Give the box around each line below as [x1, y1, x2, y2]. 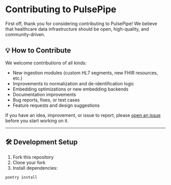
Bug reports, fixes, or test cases [12, 97, 80, 103]
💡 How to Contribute [5, 46, 71, 55]
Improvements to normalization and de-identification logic [12, 80, 134, 86]
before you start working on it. [5, 118, 69, 124]
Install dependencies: [12, 165, 58, 171]
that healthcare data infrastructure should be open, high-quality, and [5, 26, 149, 32]
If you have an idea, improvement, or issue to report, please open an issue [5, 112, 161, 118]
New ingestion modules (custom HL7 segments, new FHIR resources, [12, 70, 158, 76]
